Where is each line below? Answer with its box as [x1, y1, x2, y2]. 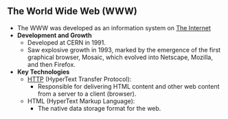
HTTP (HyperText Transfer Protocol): [27, 75, 132, 83]
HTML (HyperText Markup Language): [27, 96, 135, 105]
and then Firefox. [27, 60, 76, 68]
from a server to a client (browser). [37, 89, 137, 98]
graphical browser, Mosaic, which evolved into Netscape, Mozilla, [27, 53, 213, 61]
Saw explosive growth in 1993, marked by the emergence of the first [27, 45, 221, 54]
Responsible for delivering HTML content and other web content [37, 82, 220, 90]
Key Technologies [16, 67, 70, 76]
